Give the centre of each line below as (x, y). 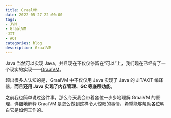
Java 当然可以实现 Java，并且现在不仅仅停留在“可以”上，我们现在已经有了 (83, 63)
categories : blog (24, 43)
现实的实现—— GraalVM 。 (37, 69)
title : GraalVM (21, 10)
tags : (11, 19)
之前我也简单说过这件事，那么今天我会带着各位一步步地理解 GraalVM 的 (81, 97)
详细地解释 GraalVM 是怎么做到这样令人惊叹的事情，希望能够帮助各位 (87, 104)
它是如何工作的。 (28, 110)
